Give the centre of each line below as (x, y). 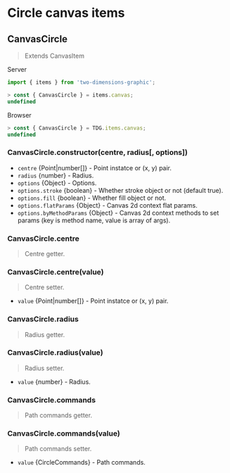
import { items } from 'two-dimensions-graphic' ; (82, 82)
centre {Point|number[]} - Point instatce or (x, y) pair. (95, 168)
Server (17, 69)
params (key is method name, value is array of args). (94, 220)
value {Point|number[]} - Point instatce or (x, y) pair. (93, 301)
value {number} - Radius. (54, 381)
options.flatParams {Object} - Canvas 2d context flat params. (108, 205)
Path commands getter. (58, 415)
